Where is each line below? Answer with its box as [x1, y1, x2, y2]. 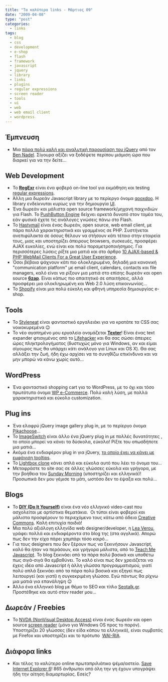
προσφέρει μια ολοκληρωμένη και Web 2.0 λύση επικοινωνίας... [12, 281, 147, 287]
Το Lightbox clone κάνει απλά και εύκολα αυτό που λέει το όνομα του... [12, 460, 162, 466]
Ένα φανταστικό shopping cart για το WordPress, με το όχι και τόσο [12, 384, 154, 390]
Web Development [5, 171, 64, 180]
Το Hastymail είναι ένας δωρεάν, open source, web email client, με [12, 222, 152, 228]
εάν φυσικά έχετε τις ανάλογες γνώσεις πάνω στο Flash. [12, 216, 133, 223]
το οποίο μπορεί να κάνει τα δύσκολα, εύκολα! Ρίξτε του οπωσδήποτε [12, 438, 158, 444]
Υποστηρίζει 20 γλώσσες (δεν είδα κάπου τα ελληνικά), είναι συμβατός [12, 627, 163, 633]
